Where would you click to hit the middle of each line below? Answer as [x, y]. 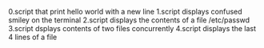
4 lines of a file [33, 37]
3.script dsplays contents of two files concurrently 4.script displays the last [132, 28]
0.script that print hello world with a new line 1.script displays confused [125, 12]
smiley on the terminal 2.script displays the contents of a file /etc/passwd [129, 20]
